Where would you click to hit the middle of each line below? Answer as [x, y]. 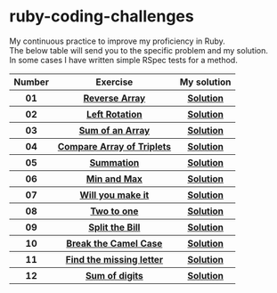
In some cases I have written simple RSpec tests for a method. [123, 60]
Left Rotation [114, 114]
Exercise [114, 82]
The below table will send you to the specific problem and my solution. [139, 50]
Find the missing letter [114, 259]
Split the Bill [114, 227]
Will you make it [114, 195]
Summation [114, 162]
